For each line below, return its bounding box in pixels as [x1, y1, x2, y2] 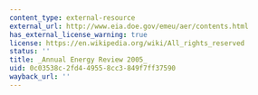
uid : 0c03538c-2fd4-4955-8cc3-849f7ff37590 [9, 64, 177, 73]
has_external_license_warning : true [9, 30, 148, 39]
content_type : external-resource [9, 13, 136, 23]
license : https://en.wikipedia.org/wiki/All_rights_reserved [9, 38, 245, 48]
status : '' [9, 47, 51, 56]
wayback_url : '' [9, 72, 71, 81]
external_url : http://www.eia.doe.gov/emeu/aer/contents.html [9, 22, 249, 31]
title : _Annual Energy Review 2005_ [9, 55, 148, 64]
